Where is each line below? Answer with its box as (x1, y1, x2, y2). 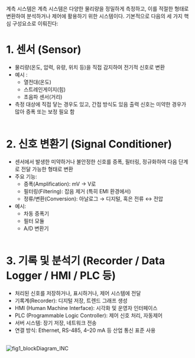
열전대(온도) (23, 78, 52, 85)
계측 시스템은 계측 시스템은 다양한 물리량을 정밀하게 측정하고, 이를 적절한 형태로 (6, 5, 189, 12)
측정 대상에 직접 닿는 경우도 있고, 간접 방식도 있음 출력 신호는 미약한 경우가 (14, 100, 187, 108)
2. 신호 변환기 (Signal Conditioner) (6, 138, 173, 151)
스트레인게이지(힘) (23, 85, 66, 93)
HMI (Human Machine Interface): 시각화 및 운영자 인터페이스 (14, 304, 158, 311)
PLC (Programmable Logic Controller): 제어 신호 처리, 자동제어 (14, 312, 163, 319)
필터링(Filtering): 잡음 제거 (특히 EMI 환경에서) (23, 187, 131, 194)
